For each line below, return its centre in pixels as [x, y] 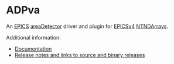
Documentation [33, 49]
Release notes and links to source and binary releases [80, 55]
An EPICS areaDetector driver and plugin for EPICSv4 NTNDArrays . [87, 26]
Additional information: [34, 37]
